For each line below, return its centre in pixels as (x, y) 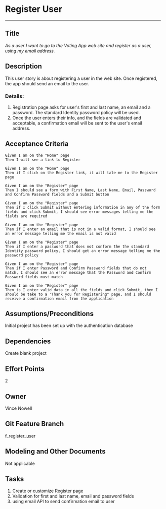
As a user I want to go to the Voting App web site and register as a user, (79, 45)
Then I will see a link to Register (43, 160)
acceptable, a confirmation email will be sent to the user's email (77, 123)
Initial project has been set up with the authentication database (69, 325)
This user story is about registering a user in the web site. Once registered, (81, 78)
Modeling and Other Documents (55, 452)
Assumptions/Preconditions (49, 314)
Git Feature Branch (35, 424)
